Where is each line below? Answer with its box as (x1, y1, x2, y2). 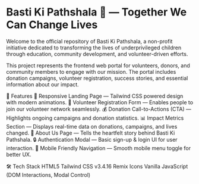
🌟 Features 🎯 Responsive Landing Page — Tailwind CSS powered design (6, 92, 184, 99)
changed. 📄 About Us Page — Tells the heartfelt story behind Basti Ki (6, 129, 175, 136)
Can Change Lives (6, 18, 98, 32)
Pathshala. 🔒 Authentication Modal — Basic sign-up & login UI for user (6, 136, 178, 143)
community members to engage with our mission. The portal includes (6, 68, 176, 75)
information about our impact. (6, 80, 79, 88)
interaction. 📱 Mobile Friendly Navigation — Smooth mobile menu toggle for (6, 144, 191, 151)
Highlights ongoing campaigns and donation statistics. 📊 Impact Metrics (6, 114, 184, 121)
